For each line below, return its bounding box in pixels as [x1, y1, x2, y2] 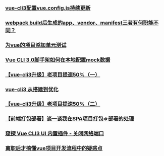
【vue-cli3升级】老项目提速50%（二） [5, 101, 100, 108]
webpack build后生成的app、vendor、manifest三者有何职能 [5, 19, 154, 26]
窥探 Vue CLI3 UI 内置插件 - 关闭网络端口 [5, 130, 104, 137]
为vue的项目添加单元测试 [5, 41, 67, 48]
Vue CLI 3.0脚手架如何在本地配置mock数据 [5, 56, 111, 63]
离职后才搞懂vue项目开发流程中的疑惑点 [5, 145, 102, 152]
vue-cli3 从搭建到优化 [5, 86, 59, 93]
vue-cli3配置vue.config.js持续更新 [5, 4, 91, 11]
